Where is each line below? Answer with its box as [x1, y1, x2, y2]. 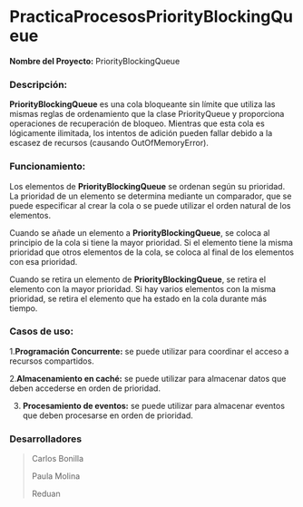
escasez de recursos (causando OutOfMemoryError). [9, 138, 209, 149]
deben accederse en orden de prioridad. [9, 383, 161, 394]
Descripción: [9, 78, 68, 91]
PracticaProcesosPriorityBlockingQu [9, 6, 293, 27]
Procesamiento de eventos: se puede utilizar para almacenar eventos [22, 400, 286, 411]
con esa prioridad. [9, 256, 78, 267]
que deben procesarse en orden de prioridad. [22, 410, 193, 421]
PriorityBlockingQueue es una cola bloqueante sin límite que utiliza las [9, 99, 276, 110]
